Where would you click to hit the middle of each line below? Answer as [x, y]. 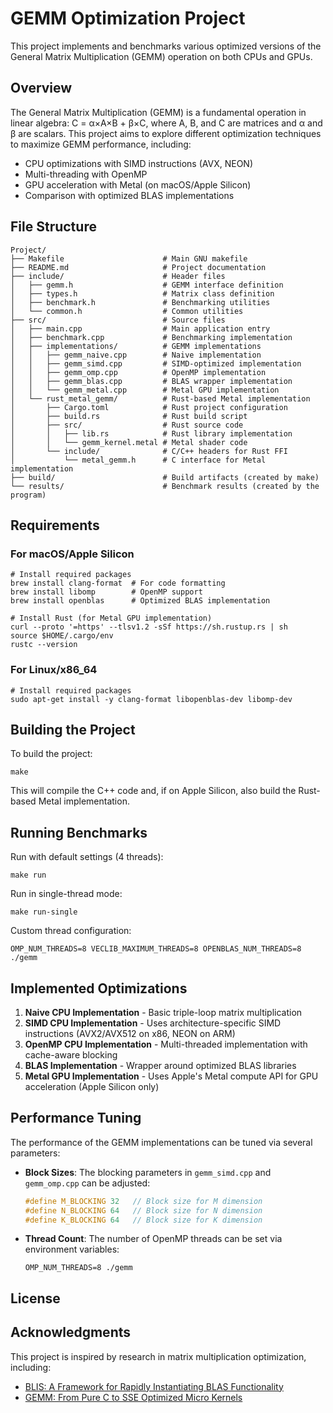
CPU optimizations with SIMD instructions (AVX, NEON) [138, 163]
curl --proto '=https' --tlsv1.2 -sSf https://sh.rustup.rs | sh [149, 627]
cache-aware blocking [71, 1054]
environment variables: [72, 1249]
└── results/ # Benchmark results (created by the [165, 486]
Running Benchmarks [79, 832]
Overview [41, 88]
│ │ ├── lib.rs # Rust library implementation [151, 433]
